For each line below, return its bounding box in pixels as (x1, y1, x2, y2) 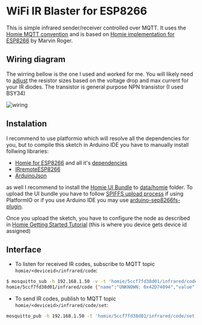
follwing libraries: (6, 147, 49, 155)
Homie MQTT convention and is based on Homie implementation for (6, 30, 175, 37)
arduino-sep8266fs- (130, 196, 180, 203)
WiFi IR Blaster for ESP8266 (6, 4, 147, 18)
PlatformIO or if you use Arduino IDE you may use (6, 196, 129, 203)
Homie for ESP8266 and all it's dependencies (14, 159, 127, 166)
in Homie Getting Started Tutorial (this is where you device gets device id (6, 221, 188, 228)
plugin (6, 203, 22, 210)
